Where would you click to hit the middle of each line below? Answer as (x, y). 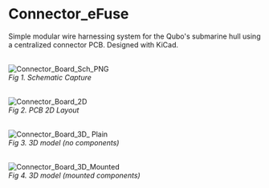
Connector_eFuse (69, 14)
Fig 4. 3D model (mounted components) (74, 175)
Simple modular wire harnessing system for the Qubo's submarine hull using (134, 36)
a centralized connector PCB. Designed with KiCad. (94, 44)
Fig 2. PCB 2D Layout (44, 110)
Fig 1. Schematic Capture (50, 77)
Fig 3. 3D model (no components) (64, 142)
